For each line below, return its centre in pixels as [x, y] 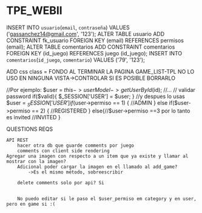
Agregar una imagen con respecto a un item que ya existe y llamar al [97, 156]
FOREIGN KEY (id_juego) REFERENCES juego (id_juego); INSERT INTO [94, 53]
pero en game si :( [31, 204]
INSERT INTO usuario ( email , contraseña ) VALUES [68, 27]
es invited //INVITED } [33, 117]
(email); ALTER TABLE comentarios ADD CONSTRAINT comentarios [91, 47]
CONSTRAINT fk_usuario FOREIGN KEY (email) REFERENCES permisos [95, 40]
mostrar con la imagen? [36, 161]
